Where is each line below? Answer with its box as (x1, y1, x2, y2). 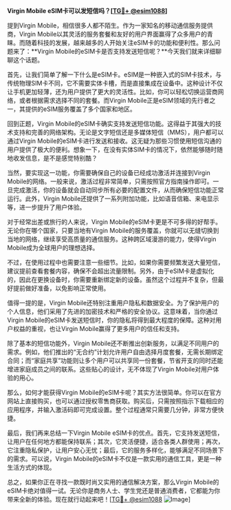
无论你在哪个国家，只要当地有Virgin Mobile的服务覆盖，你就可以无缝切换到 (7, 227, 219, 234)
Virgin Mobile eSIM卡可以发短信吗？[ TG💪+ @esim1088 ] (7, 7, 168, 14)
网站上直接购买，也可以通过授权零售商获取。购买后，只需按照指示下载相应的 (7, 397, 224, 405)
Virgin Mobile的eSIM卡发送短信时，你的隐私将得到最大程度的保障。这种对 (7, 316, 216, 324)
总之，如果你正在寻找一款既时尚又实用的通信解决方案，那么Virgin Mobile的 (7, 478, 219, 486)
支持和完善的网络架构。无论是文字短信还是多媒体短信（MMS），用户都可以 (12, 128, 224, 136)
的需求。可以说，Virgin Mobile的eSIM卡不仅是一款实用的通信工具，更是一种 (7, 455, 222, 462)
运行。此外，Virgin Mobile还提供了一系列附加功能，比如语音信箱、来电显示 (7, 194, 219, 203)
